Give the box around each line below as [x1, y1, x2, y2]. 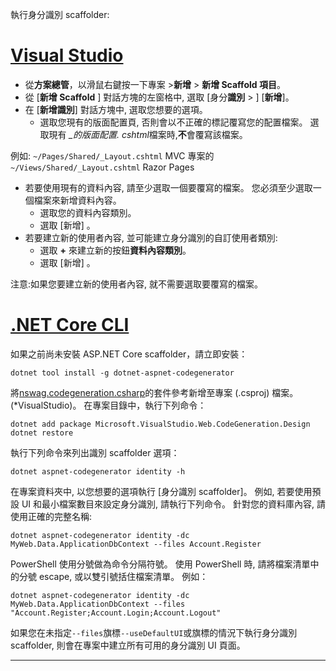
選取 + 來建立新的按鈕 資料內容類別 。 [39, 244, 192, 256]
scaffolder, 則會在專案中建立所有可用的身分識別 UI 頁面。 [10, 639, 246, 651]
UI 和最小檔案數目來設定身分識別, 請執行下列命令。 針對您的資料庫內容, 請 [21, 498, 326, 510]
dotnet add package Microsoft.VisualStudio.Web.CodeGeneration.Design [10, 419, 311, 429]
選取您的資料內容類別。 [39, 206, 137, 218]
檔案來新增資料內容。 [33, 194, 122, 206]
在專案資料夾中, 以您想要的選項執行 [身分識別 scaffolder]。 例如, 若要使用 [10, 485, 313, 497]
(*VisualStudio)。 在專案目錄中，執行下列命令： [10, 399, 207, 411]
